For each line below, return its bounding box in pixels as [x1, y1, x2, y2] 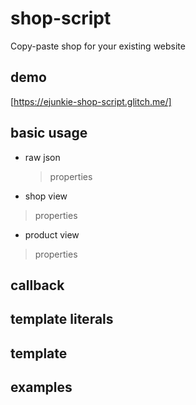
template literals [10, 311, 114, 328]
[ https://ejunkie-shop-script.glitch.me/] [10, 95, 172, 107]
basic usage [10, 125, 88, 142]
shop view [24, 190, 68, 202]
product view [24, 228, 80, 241]
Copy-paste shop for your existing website [10, 40, 186, 52]
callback [10, 277, 65, 294]
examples [10, 379, 73, 396]
